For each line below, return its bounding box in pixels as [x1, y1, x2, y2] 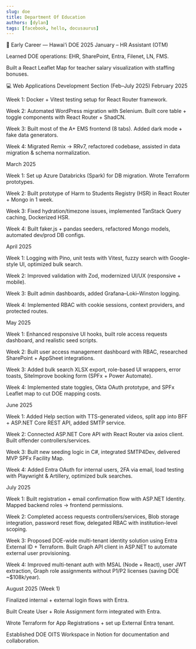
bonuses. [6, 70, 29, 77]
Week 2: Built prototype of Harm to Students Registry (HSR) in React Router [6, 190, 190, 197]
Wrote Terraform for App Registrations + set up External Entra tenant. [6, 619, 175, 627]
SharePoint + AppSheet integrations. [6, 355, 95, 362]
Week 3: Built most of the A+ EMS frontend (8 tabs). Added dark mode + [6, 125, 183, 132]
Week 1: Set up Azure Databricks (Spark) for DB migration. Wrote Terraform [6, 172, 190, 179]
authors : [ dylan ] [6, 20, 49, 25]
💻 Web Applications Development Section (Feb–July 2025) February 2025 [6, 82, 188, 89]
